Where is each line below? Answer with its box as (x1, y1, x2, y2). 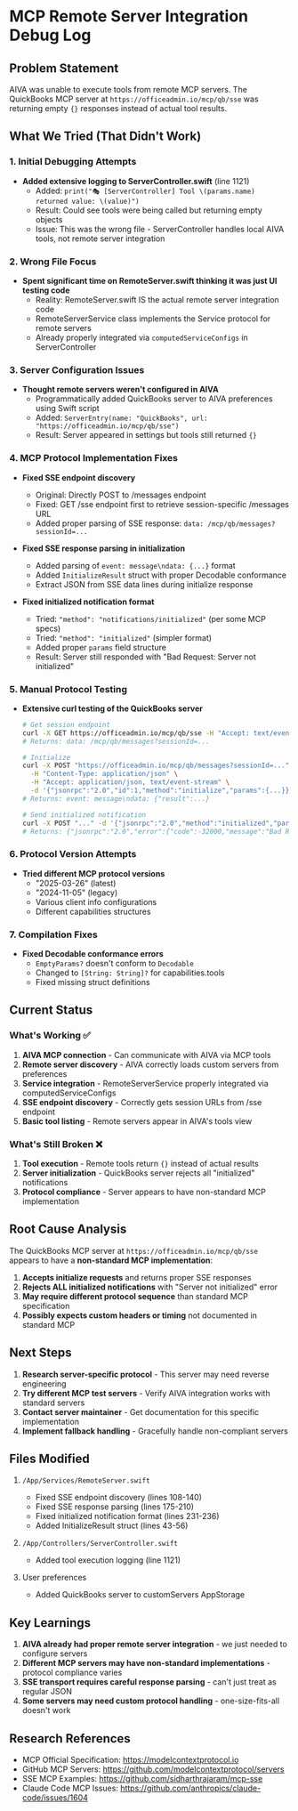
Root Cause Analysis (9, 1222, 127, 1237)
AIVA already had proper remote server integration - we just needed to (21, 1639, 287, 1650)
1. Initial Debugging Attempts (9, 156, 137, 168)
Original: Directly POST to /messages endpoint (35, 489, 206, 500)
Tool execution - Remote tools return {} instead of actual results (21, 1158, 260, 1168)
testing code (21, 285, 70, 295)
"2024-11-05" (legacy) (35, 887, 118, 898)
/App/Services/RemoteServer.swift (21, 1476, 150, 1485)
